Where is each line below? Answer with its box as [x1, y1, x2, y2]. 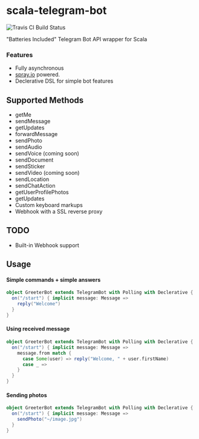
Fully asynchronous [15, 64, 64, 72]
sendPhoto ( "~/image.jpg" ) [17, 416, 83, 422]
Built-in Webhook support [15, 241, 80, 249]
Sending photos [6, 391, 47, 398]
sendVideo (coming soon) [15, 169, 80, 177]
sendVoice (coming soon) [15, 150, 80, 157]
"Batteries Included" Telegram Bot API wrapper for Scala [6, 35, 148, 43]
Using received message [6, 325, 70, 333]
